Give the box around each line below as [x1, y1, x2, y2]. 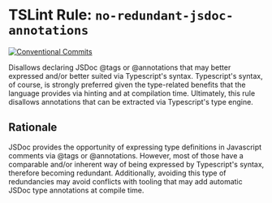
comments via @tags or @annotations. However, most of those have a [8, 150, 244, 160]
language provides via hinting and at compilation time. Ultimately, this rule [8, 88, 256, 98]
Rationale [8, 120, 58, 135]
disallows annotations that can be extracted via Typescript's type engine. [8, 97, 253, 106]
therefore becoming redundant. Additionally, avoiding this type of [8, 168, 227, 178]
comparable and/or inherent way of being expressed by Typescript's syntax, [8, 159, 265, 169]
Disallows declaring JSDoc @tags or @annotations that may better [8, 63, 231, 72]
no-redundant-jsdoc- [94, 8, 234, 24]
